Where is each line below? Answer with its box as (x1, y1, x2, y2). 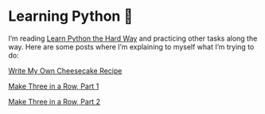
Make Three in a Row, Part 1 (8, 81, 99, 91)
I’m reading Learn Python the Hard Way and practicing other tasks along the (8, 33, 258, 43)
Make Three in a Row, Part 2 (8, 96, 101, 106)
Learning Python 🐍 (8, 7, 134, 26)
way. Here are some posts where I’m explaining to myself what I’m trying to (8, 41, 255, 51)
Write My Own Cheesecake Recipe (8, 65, 123, 75)
